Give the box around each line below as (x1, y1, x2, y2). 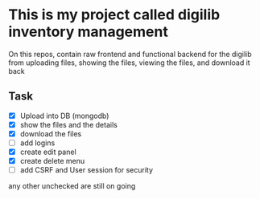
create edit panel (19, 147, 76, 156)
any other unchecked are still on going (8, 181, 136, 191)
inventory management (8, 22, 169, 41)
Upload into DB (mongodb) (19, 111, 109, 120)
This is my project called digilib (8, 6, 221, 24)
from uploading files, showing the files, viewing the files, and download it (8, 58, 251, 67)
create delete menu (19, 156, 85, 166)
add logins (19, 138, 56, 148)
